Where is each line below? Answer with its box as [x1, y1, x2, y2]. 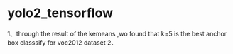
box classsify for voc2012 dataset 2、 [7, 38, 118, 47]
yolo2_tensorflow [7, 5, 114, 21]
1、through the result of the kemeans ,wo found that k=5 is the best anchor [7, 29, 227, 38]
